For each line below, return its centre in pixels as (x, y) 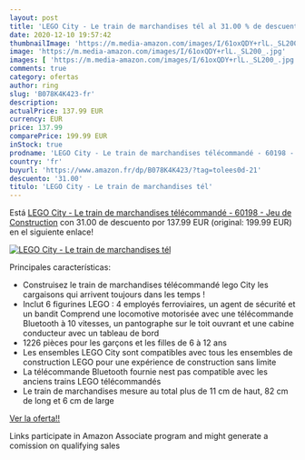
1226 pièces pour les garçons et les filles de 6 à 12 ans (124, 343)
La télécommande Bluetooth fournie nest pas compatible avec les (145, 372)
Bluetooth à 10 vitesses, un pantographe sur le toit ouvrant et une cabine (158, 324)
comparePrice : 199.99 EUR (58, 136)
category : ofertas (44, 77)
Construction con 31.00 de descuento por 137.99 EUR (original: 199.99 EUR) (151, 223)
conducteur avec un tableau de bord (91, 334)
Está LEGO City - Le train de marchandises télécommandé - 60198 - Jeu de (151, 213)
